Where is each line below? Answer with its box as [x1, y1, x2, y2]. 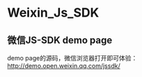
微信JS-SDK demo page [7, 34, 113, 46]
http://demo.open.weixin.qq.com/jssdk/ [7, 62, 120, 70]
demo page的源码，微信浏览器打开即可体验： [7, 54, 138, 62]
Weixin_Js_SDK [7, 5, 100, 21]
